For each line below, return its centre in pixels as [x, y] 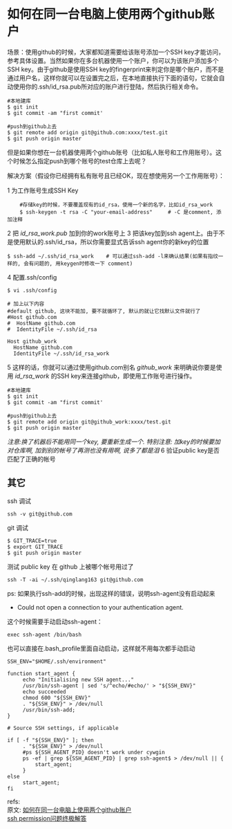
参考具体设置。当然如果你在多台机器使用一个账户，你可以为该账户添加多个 [113, 60]
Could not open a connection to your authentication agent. [100, 607]
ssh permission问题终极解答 [47, 818]
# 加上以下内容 [26, 304]
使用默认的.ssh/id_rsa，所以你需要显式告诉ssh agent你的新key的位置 [111, 242]
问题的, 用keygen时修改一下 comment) [83, 264]
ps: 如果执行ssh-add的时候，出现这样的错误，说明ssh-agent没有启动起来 [111, 593]
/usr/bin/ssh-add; [49, 710]
